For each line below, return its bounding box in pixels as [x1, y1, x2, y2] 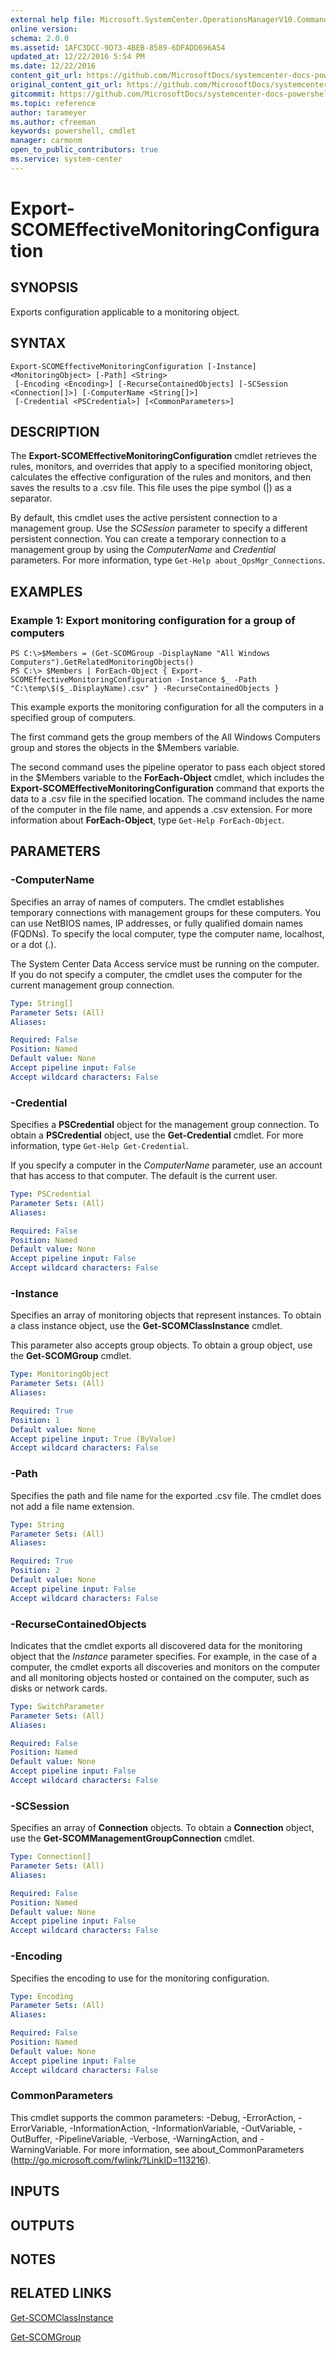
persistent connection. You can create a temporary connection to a [10, 533, 287, 545]
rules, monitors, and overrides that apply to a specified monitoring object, [10, 461, 313, 473]
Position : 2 [10, 1566, 60, 1576]
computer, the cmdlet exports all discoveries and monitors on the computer [10, 1661, 321, 1673]
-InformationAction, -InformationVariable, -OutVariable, [69, 2122, 297, 2134]
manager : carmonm [10, 136, 83, 146]
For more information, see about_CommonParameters [83, 2143, 305, 2155]
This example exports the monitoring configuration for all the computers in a [10, 701, 325, 713]
